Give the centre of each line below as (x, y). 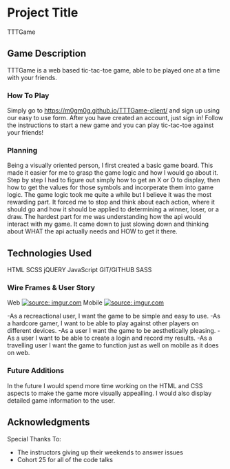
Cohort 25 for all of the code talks (65, 459)
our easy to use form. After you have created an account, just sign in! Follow (115, 118)
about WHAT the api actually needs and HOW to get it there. (92, 231)
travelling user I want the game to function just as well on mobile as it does (113, 345)
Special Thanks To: (34, 439)
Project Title (43, 13)
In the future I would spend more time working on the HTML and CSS (105, 385)
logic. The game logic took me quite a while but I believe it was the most (109, 195)
